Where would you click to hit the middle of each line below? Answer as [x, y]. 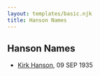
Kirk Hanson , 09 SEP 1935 [55, 65]
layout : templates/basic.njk [50, 14]
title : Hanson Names [37, 20]
